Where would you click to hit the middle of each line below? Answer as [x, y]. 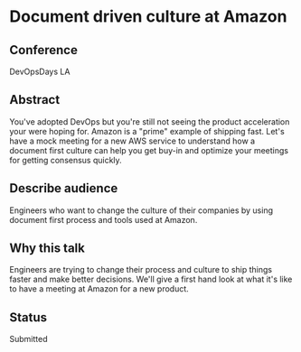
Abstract [35, 100]
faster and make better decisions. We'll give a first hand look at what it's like [151, 279]
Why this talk [47, 249]
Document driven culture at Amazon [148, 17]
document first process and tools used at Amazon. [103, 219]
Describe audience [64, 188]
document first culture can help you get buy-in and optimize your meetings [149, 150]
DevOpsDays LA [40, 71]
